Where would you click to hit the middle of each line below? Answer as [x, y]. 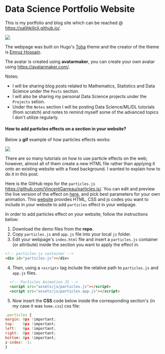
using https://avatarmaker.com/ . [37, 67]
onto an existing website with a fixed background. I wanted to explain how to [83, 169]
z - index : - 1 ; [18, 342]
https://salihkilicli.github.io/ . [33, 28]
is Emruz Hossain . [23, 52]
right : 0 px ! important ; [31, 333]
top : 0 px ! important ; [31, 324]
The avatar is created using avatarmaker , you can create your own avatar [80, 61]
